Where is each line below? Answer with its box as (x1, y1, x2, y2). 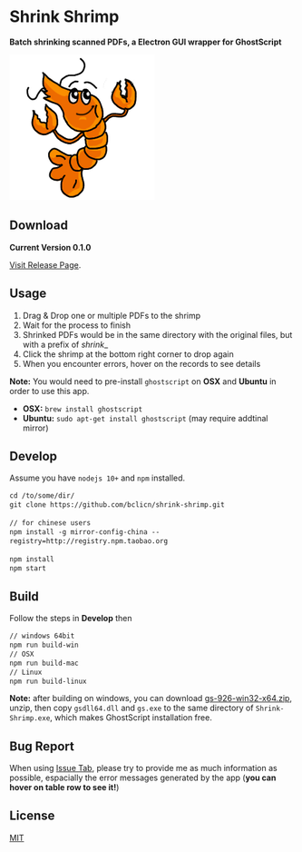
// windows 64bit (9, 631, 75, 641)
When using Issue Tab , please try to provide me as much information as (9, 763, 278, 773)
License (9, 808, 55, 824)
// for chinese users (9, 519, 92, 528)
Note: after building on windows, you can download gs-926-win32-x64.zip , (9, 693, 293, 704)
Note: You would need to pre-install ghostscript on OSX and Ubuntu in (9, 375, 277, 387)
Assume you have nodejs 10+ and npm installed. (9, 472, 186, 483)
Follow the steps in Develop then (9, 613, 132, 624)
